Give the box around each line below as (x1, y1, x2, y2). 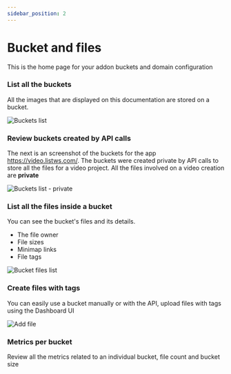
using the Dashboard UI (7, 306, 74, 315)
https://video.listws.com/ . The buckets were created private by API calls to (7, 157, 219, 165)
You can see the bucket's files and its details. (7, 217, 136, 226)
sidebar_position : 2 (7, 10, 67, 17)
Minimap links (17, 246, 57, 254)
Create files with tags (7, 284, 81, 293)
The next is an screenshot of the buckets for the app (7, 149, 157, 157)
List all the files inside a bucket (7, 201, 112, 211)
